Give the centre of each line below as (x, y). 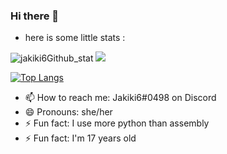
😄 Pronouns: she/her (68, 112)
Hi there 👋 (35, 16)
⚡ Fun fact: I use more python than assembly (117, 123)
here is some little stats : (75, 38)
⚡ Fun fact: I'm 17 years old (80, 138)
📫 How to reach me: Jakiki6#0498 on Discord (120, 98)
